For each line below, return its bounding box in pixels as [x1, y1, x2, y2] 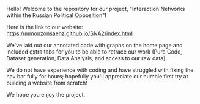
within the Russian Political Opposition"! [6, 12, 107, 19]
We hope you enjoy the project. [6, 91, 86, 98]
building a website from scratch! [6, 79, 87, 86]
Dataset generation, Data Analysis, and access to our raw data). [6, 55, 167, 61]
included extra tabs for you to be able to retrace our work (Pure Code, [6, 48, 182, 55]
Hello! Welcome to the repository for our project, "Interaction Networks [6, 5, 185, 12]
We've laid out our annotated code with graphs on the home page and [6, 42, 183, 49]
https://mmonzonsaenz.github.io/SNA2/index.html [6, 30, 133, 37]
